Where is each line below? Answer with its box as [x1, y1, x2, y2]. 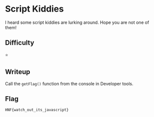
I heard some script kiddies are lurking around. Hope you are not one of [5, 19, 149, 25]
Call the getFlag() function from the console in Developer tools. [5, 81, 133, 86]
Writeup [5, 68, 30, 76]
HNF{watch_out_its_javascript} [5, 108, 69, 113]
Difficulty [5, 39, 34, 47]
